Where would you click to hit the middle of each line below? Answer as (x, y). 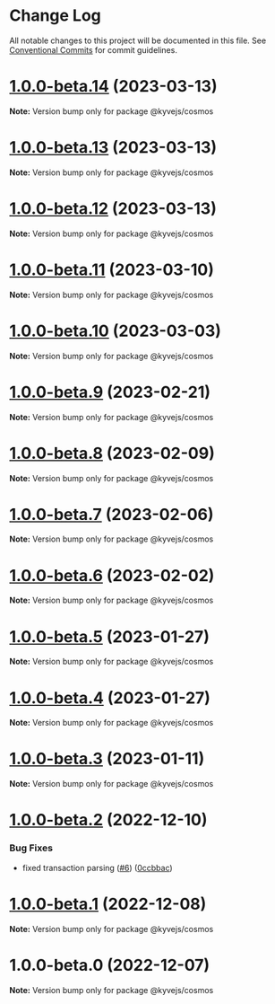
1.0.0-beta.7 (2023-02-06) (112, 514)
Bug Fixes (31, 848)
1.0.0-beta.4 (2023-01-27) (110, 698)
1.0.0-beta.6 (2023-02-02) (112, 575)
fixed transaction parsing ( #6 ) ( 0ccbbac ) (97, 867)
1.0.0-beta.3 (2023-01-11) (107, 759)
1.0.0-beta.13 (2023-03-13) (113, 148)
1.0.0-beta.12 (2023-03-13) (113, 208)
